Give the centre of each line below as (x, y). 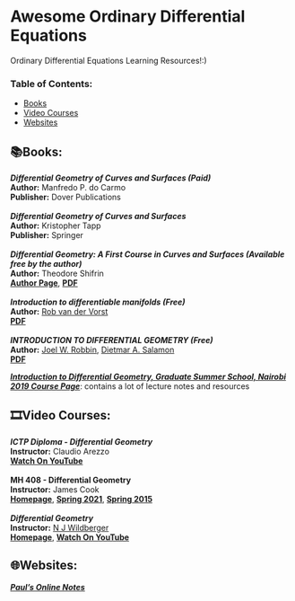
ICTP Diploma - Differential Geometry (82, 441)
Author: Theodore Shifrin (57, 274)
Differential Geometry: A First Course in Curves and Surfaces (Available (147, 254)
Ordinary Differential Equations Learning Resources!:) (108, 60)
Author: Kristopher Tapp (56, 225)
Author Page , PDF (44, 283)
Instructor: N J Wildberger (60, 527)
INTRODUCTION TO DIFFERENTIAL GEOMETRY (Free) (112, 340)
